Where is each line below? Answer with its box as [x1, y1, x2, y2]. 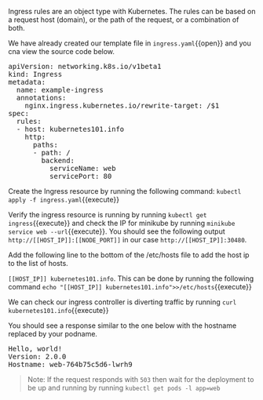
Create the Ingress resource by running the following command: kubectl [8, 187, 242, 195]
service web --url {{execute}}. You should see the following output [8, 227, 225, 236]
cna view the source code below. [8, 47, 115, 56]
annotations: [16, 93, 67, 102]
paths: [32, 140, 59, 149]
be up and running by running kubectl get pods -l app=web [27, 384, 221, 392]
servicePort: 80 [49, 172, 112, 180]
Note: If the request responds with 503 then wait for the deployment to [27, 375, 254, 384]
